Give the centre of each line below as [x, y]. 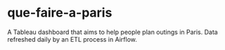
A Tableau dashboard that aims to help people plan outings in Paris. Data [112, 32]
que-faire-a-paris [60, 13]
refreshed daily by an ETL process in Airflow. [72, 39]
